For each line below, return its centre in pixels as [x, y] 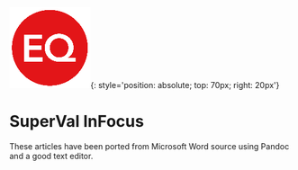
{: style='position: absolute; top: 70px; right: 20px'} [185, 85]
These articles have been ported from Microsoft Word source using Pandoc [149, 146]
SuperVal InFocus [77, 122]
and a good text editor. [51, 156]
